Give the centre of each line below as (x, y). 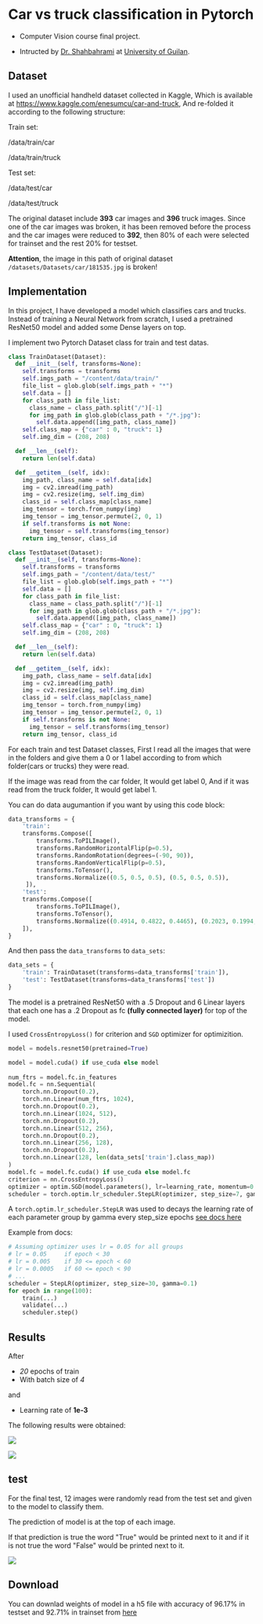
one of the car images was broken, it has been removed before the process (130, 226)
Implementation (48, 292)
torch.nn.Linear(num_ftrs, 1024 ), (78, 1099)
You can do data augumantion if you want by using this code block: (117, 805)
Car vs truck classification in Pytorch (131, 15)
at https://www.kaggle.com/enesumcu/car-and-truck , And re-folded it (121, 103)
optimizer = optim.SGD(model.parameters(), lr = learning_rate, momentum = (129, 1187)
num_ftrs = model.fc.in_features (63, 1077)
